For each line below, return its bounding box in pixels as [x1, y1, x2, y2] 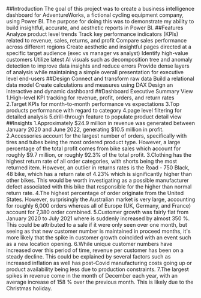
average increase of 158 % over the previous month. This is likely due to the [6, 278, 194, 285]
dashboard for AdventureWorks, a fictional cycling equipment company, [6, 11, 184, 19]
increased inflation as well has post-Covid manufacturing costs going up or [6, 260, 192, 266]
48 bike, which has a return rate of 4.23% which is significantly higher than [6, 171, 192, 177]
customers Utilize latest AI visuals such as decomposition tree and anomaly [6, 56, 193, 63]
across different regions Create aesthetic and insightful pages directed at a [6, 43, 192, 50]
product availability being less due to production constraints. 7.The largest [6, 266, 189, 273]
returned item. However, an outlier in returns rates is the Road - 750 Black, [6, 164, 190, 171]
